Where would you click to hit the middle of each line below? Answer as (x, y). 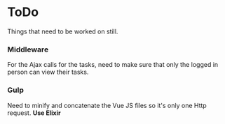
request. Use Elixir (34, 113)
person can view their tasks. (48, 72)
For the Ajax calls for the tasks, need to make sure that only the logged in (113, 65)
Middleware (28, 49)
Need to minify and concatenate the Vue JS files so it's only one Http (107, 105)
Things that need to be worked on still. (63, 31)
